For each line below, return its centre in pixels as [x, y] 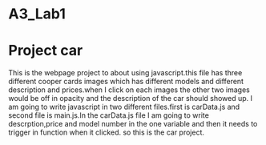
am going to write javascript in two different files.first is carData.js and [124, 107]
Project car [46, 51]
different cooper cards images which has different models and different [126, 82]
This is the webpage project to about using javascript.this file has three [125, 73]
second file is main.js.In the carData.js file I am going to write [109, 115]
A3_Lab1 [37, 14]
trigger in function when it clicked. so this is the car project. [107, 132]
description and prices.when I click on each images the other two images [129, 90]
